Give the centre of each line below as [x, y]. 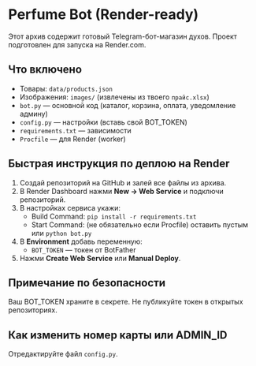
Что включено [45, 70]
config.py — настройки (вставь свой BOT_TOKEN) [103, 122]
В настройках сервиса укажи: [70, 207]
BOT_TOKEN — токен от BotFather [83, 249]
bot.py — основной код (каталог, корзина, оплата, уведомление [128, 105]
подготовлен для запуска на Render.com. [77, 44]
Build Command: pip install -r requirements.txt [114, 216]
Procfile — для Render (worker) [72, 139]
